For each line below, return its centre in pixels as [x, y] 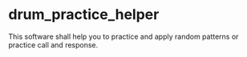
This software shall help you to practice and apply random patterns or [123, 36]
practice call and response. [53, 44]
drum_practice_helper [84, 15]
